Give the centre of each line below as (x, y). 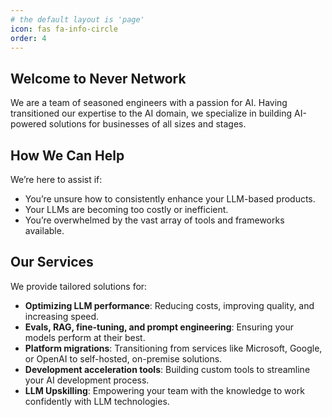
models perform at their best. (85, 337)
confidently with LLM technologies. (97, 401)
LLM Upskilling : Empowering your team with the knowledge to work (164, 390)
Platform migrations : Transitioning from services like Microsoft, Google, (173, 348)
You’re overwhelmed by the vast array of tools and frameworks (154, 220)
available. (44, 230)
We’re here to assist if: (56, 179)
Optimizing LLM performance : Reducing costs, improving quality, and (169, 305)
